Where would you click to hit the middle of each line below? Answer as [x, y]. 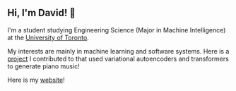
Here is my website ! [36, 80]
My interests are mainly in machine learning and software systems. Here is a [118, 51]
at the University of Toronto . [48, 37]
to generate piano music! [43, 66]
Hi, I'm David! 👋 [42, 13]
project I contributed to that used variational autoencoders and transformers [118, 59]
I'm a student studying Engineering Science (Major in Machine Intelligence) [117, 30]
